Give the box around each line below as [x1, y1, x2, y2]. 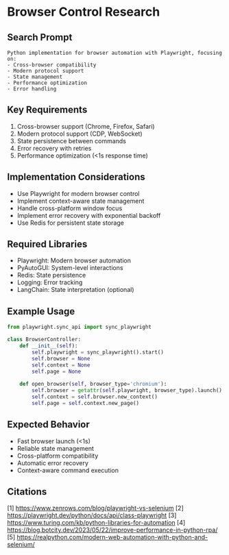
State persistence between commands [16, 136, 127, 145]
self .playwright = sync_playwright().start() [32, 349, 165, 356]
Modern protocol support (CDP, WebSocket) [16, 129, 143, 138]
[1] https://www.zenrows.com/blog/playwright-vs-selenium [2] [7, 504, 184, 513]
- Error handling [7, 86, 57, 92]
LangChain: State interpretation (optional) [16, 286, 134, 294]
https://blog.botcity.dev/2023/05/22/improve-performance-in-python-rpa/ [7, 526, 218, 534]
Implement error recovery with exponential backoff [16, 211, 161, 219]
